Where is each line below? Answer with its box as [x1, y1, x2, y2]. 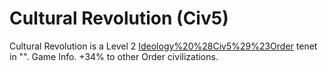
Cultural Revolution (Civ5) [9, 7, 229, 30]
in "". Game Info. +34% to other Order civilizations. [9, 50, 219, 62]
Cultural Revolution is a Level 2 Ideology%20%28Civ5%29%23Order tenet [9, 40, 318, 52]
